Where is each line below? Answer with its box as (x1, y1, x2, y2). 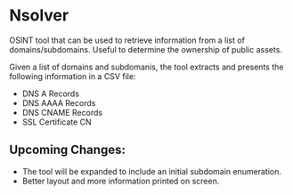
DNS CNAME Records (21, 107, 103, 118)
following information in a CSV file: (9, 70, 136, 81)
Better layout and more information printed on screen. (21, 175, 220, 186)
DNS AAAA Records (21, 97, 96, 108)
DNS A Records (21, 88, 80, 99)
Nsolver (9, 5, 69, 26)
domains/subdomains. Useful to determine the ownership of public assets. (9, 44, 283, 54)
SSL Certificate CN (21, 117, 92, 127)
